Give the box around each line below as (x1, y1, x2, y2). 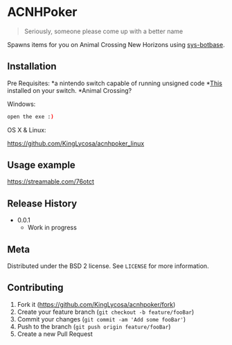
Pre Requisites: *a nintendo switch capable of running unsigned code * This (7, 79, 223, 87)
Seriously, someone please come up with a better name (24, 27, 184, 35)
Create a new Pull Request (17, 330, 93, 338)
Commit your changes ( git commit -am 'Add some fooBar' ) (17, 315, 186, 323)
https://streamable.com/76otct (7, 177, 95, 186)
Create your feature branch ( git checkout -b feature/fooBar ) (17, 308, 195, 316)
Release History (7, 197, 78, 209)
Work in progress (27, 223, 78, 232)
